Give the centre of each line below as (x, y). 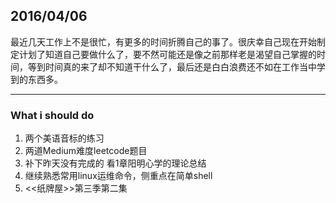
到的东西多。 (36, 79)
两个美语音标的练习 (64, 138)
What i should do (52, 115)
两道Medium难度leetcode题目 (86, 151)
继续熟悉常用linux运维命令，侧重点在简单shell (118, 176)
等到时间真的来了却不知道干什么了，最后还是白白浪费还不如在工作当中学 (176, 66)
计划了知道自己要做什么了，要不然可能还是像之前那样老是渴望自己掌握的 (167, 54)
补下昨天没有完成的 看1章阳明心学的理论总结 (115, 163)
